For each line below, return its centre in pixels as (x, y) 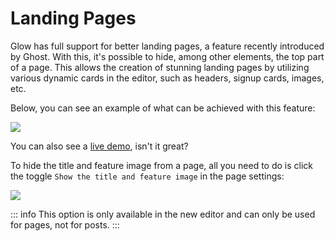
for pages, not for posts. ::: (65, 224)
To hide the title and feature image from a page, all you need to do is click (162, 165)
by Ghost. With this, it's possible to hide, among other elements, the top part (167, 56)
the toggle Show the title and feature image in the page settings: (147, 176)
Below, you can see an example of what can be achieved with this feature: (163, 108)
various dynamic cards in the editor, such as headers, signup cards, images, (167, 78)
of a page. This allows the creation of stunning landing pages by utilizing (160, 67)
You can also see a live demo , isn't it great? (99, 146)
